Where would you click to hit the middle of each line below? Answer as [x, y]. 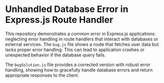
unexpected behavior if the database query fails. [56, 55]
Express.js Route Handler [59, 20]
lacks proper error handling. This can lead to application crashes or [75, 49]
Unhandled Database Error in [67, 9]
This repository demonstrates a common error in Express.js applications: [80, 33]
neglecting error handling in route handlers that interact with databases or [82, 39]
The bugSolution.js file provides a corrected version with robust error [78, 64]
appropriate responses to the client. [42, 75]
